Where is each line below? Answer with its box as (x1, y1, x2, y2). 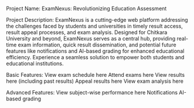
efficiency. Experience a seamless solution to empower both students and (6, 54, 185, 60)
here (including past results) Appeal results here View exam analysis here (6, 77, 183, 85)
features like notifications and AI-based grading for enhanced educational (6, 48, 185, 55)
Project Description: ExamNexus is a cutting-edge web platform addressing (6, 16, 188, 23)
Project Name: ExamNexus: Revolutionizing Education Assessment (6, 5, 167, 12)
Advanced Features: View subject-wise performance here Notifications (6, 89, 178, 96)
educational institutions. (6, 60, 64, 67)
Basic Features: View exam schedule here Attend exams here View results (6, 72, 185, 78)
